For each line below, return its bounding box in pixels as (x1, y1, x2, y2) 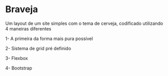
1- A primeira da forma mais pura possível (5, 35, 93, 42)
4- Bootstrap (5, 65, 32, 71)
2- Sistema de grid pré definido (5, 45, 71, 51)
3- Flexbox (5, 55, 28, 61)
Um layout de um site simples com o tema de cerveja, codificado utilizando (5, 20, 163, 26)
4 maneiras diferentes (5, 25, 52, 31)
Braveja (5, 4, 38, 15)
